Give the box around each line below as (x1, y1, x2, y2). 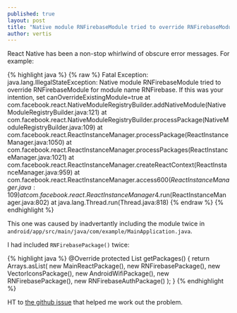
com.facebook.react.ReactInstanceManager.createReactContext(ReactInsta (7, 160, 227, 170)
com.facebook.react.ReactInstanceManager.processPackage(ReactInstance (7, 131, 229, 139)
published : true (7, 10, 55, 18)
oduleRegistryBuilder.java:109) (7, 123, 96, 131)
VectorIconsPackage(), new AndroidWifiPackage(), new (7, 269, 169, 278)
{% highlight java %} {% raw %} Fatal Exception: (7, 71, 149, 79)
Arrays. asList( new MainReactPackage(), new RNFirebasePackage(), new (7, 262, 221, 271)
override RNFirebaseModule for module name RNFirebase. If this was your (7, 85, 224, 94)
